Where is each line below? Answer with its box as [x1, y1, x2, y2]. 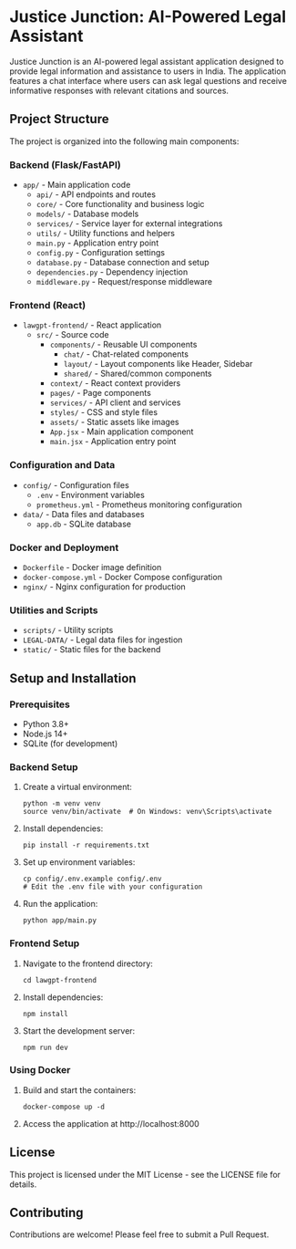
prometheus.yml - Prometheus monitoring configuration [36, 499, 243, 510]
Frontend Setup [9, 937, 80, 950]
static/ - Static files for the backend [22, 644, 161, 655]
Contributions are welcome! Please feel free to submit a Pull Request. [9, 1229, 270, 1240]
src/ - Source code [36, 329, 109, 340]
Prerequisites [9, 698, 70, 711]
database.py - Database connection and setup [36, 257, 209, 268]
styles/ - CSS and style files [49, 407, 158, 418]
